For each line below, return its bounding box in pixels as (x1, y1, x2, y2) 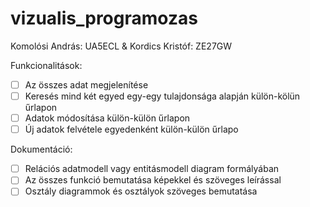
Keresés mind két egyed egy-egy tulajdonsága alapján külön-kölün (24, 90, 301, 102)
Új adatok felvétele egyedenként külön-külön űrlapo (24, 123, 239, 136)
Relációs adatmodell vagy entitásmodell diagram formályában (24, 163, 280, 175)
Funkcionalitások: (10, 59, 83, 71)
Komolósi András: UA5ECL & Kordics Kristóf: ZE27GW (10, 40, 233, 52)
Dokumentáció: (10, 143, 73, 156)
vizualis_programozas (10, 7, 198, 30)
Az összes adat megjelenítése (24, 78, 149, 91)
